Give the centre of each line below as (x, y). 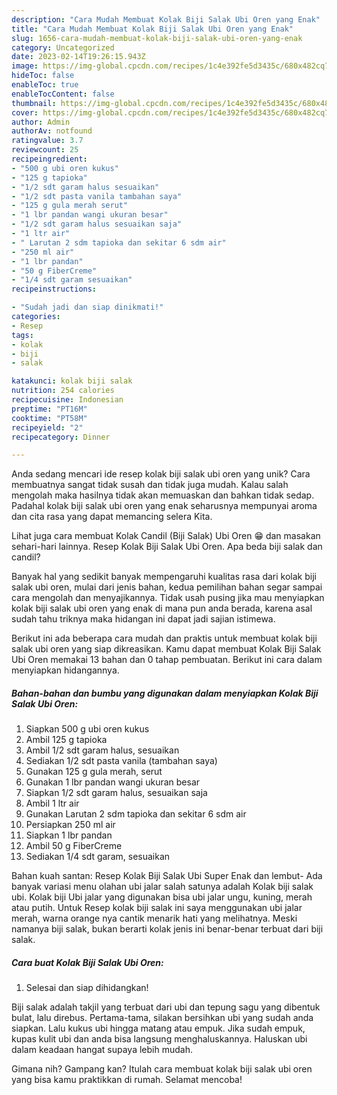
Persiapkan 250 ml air (70, 825)
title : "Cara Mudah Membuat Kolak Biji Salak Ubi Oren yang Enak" (152, 29)
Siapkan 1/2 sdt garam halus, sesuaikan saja (116, 793)
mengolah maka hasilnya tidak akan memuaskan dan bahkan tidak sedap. (163, 495)
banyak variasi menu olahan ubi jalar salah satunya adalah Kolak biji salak (162, 887)
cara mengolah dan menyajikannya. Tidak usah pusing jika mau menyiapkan (168, 598)
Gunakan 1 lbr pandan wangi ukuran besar (113, 782)
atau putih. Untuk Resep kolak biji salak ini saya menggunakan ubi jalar (157, 908)
